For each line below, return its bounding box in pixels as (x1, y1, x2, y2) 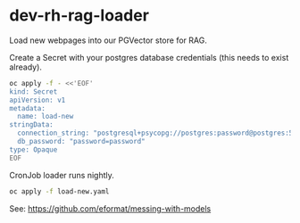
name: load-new (17, 112, 74, 121)
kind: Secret (9, 87, 58, 96)
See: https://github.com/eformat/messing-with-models (9, 202, 212, 214)
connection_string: (17, 128, 90, 138)
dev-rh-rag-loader (9, 5, 150, 26)
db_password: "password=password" (17, 137, 146, 146)
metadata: (9, 103, 46, 112)
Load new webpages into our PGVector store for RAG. (9, 35, 207, 45)
